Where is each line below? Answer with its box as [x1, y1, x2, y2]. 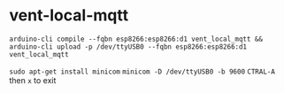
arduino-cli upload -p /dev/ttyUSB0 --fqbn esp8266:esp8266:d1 [9, 42, 248, 51]
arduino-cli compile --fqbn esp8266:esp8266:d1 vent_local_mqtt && [9, 35, 264, 43]
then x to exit [9, 74, 57, 85]
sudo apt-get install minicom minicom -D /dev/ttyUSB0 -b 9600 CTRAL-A [9, 67, 276, 76]
